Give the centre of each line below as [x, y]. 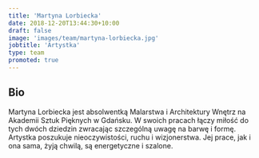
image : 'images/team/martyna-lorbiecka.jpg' [84, 38]
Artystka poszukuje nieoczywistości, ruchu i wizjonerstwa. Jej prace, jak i [130, 137]
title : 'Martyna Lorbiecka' [55, 16]
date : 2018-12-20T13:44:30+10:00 [64, 23]
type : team [26, 53]
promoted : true [34, 61]
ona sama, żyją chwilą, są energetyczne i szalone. [91, 145]
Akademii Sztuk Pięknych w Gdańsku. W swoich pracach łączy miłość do [129, 120]
